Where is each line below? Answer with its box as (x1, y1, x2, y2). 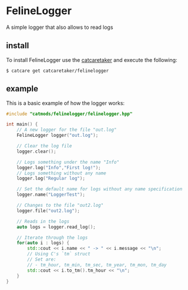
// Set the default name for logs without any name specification (16, 186, 183, 192)
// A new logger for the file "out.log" (16, 127, 117, 133)
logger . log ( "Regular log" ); (16, 176, 85, 182)
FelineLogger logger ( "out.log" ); (16, 133, 99, 139)
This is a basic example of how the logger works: (6, 99, 125, 107)
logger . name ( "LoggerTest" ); (16, 192, 85, 198)
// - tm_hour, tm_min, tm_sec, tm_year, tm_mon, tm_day (27, 262, 167, 268)
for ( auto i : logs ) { (16, 240, 69, 246)
